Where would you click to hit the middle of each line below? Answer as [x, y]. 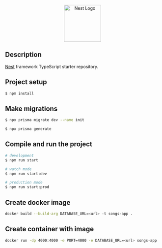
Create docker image [38, 202]
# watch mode [18, 169]
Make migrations [31, 108]
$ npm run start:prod [27, 187]
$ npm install [20, 93]
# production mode [24, 183]
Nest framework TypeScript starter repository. [52, 66]
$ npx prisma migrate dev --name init [45, 120]
